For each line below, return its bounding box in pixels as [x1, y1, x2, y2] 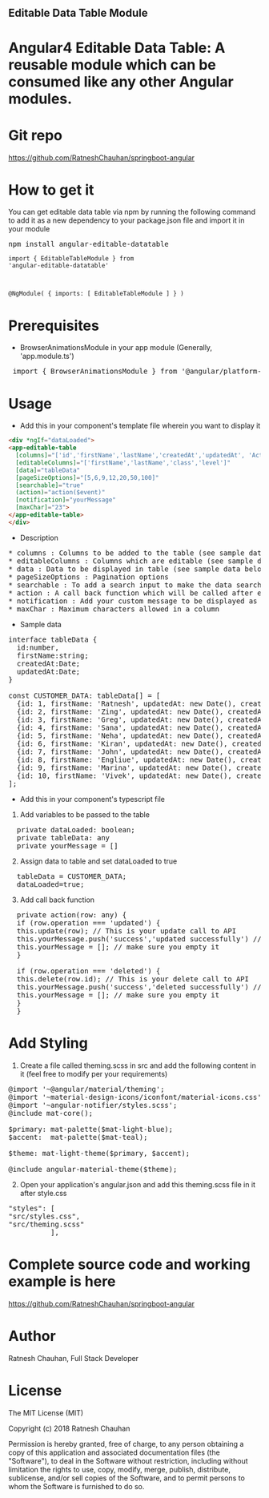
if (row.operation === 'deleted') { [16, 966, 161, 976]
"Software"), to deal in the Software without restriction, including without [8, 1456, 248, 1465]
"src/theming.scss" [8, 1219, 85, 1229]
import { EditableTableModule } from [8, 255, 134, 263]
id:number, [16, 642, 60, 652]
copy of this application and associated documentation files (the [8, 1448, 220, 1457]
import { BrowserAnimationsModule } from [12, 367, 178, 376]
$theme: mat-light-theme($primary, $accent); [8, 1149, 191, 1158]
